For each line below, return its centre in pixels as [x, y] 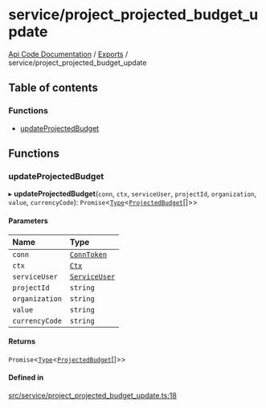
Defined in [26, 377]
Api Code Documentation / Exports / [68, 54]
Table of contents [53, 88]
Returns [22, 341]
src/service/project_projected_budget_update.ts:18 [92, 395]
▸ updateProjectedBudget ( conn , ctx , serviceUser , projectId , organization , [133, 194]
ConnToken [88, 254]
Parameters [28, 220]
